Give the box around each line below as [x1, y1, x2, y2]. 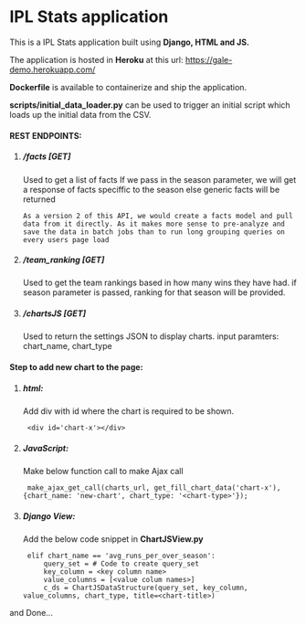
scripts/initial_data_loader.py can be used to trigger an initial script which [9, 99, 290, 111]
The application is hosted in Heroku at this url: [9, 54, 184, 65]
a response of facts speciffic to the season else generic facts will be [22, 184, 280, 195]
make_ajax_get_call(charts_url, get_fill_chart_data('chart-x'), [26, 482, 281, 493]
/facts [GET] [22, 151, 71, 162]
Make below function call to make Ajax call [22, 465, 185, 476]
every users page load [22, 235, 110, 244]
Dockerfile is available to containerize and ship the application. [9, 81, 248, 92]
